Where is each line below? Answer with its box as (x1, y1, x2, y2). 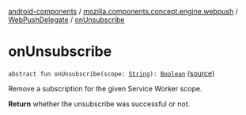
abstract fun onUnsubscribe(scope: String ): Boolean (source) (8, 69, 215, 78)
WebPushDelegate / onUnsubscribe (8, 15, 125, 24)
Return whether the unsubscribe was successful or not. (8, 98, 191, 109)
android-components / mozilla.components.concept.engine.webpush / (8, 7, 239, 16)
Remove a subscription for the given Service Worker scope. (8, 83, 202, 93)
